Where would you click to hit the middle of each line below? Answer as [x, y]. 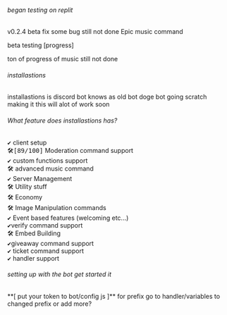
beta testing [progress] [41, 45]
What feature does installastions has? [62, 121]
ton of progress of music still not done [63, 59]
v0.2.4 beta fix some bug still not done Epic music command [95, 32]
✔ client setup [27, 142]
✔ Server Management [40, 178]
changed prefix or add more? [50, 304]
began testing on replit [40, 10]
